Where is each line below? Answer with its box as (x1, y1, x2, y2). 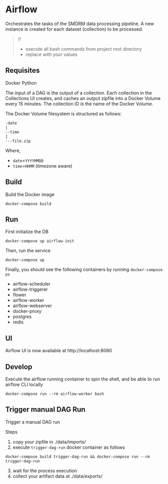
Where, (5, 147, 21, 153)
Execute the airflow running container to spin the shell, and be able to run (5, 376, 160, 382)
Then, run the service (5, 248, 51, 254)
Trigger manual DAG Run (5, 405, 86, 414)
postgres (12, 314, 32, 320)
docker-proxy (12, 308, 42, 314)
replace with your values (25, 51, 78, 57)
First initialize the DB (5, 229, 49, 235)
